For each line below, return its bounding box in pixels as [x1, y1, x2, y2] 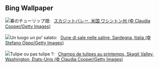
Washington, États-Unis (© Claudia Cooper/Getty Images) [5, 56, 123, 62]
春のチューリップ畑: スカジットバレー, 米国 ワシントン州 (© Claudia [10, 17, 151, 24]
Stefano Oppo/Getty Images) [5, 40, 64, 46]
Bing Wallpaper [5, 4, 53, 12]
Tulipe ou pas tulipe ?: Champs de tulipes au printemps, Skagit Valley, [10, 51, 154, 57]
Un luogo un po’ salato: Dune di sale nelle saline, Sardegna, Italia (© [10, 34, 151, 40]
